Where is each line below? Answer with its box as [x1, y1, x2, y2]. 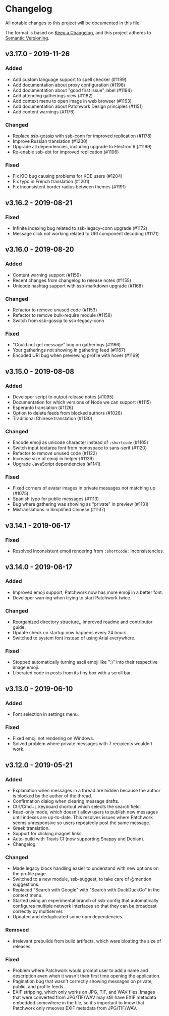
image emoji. [12, 664, 39, 671]
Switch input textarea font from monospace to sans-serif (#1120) [12, 445, 147, 451]
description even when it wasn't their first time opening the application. [12, 973, 161, 979]
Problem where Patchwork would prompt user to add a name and [12, 967, 148, 973]
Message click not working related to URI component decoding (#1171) [12, 230, 159, 236]
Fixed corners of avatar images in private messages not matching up [12, 485, 155, 491]
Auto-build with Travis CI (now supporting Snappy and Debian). [12, 836, 145, 842]
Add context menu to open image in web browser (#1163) [12, 98, 132, 104]
